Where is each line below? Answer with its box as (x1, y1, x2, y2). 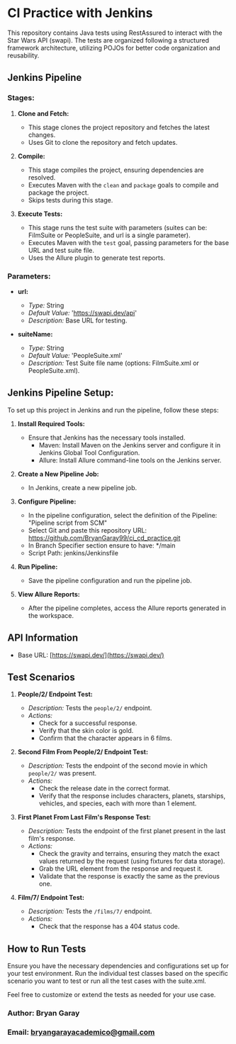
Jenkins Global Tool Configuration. (38, 448, 140, 457)
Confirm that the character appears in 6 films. (38, 734, 172, 743)
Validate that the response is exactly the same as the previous (38, 872, 220, 881)
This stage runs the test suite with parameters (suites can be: (28, 223, 208, 232)
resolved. (28, 173, 56, 182)
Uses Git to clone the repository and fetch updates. (28, 138, 178, 146)
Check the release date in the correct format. (38, 784, 171, 793)
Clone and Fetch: (17, 109, 69, 118)
